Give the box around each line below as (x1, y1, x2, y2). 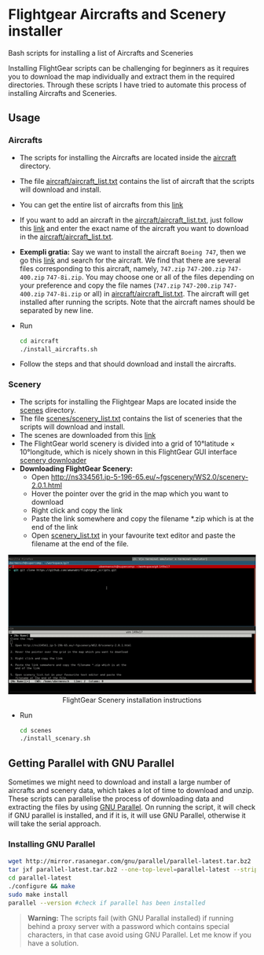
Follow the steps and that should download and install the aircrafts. (19, 359, 236, 369)
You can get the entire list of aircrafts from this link (19, 200, 184, 209)
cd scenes (19, 726, 53, 734)
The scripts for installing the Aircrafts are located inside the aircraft (19, 152, 237, 162)
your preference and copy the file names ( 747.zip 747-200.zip (19, 281, 222, 290)
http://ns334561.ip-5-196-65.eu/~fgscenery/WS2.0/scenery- (50, 472, 249, 481)
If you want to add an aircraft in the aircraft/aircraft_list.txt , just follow (19, 215, 244, 225)
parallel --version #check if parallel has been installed (8, 898, 206, 907)
